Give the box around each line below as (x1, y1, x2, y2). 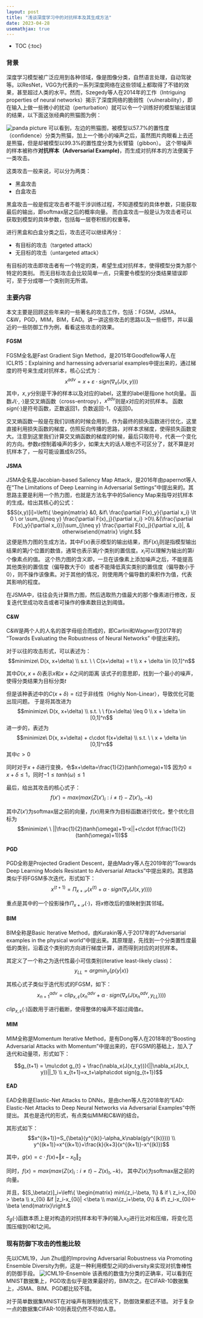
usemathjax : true (6, 25, 50, 32)
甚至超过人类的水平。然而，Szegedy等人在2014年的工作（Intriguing (16, 88, 186, 96)
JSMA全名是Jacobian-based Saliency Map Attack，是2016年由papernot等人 (6, 476, 197, 484)
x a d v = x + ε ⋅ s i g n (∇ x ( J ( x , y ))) (64, 377, 139, 387)
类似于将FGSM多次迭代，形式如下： (6, 875, 96, 882)
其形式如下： (6, 1124, 38, 1132)
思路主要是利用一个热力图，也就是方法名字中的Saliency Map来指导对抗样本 (6, 491, 193, 499)
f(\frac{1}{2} (155, 825, 186, 832)
